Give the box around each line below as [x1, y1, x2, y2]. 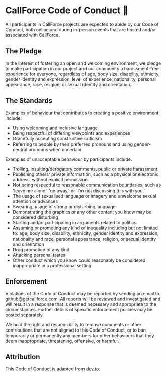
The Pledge [5, 46, 42, 55]
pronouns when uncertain [28, 146, 82, 152]
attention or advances [12, 198, 58, 204]
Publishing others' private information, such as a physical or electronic [12, 171, 159, 177]
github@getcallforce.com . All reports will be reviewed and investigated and [5, 296, 161, 302]
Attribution [5, 352, 40, 361]
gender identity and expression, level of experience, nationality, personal [5, 76, 156, 82]
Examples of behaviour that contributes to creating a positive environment [5, 110, 159, 116]
